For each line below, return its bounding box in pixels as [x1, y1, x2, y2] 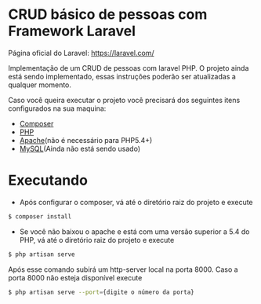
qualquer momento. [8, 80, 72, 90]
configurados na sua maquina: [8, 104, 107, 113]
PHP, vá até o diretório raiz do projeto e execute [19, 235, 175, 244]
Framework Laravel [8, 22, 136, 40]
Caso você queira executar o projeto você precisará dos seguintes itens [8, 95, 241, 104]
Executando [8, 171, 89, 189]
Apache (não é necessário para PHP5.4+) [19, 135, 153, 145]
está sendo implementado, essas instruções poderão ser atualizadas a [8, 71, 237, 81]
